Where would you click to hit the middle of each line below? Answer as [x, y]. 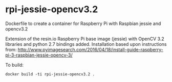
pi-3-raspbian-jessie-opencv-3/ [39, 55]
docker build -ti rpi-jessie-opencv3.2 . [50, 74]
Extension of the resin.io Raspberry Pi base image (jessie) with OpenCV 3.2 [85, 39]
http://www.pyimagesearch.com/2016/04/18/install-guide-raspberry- [91, 49]
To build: [15, 65]
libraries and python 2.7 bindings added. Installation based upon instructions [86, 44]
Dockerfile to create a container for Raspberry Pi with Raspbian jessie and [83, 23]
